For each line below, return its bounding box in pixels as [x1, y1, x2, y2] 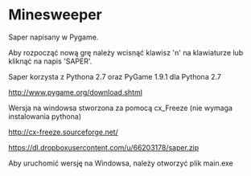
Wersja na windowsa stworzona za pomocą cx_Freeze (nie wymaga [8, 103, 233, 113]
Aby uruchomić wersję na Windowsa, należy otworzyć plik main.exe [8, 158, 233, 168]
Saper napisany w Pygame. [8, 32, 99, 42]
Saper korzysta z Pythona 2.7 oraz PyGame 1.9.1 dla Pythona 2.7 [8, 72, 221, 81]
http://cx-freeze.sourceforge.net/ [8, 127, 118, 137]
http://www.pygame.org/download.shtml [8, 87, 143, 97]
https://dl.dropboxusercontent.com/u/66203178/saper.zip [8, 142, 200, 152]
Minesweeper [8, 6, 102, 24]
